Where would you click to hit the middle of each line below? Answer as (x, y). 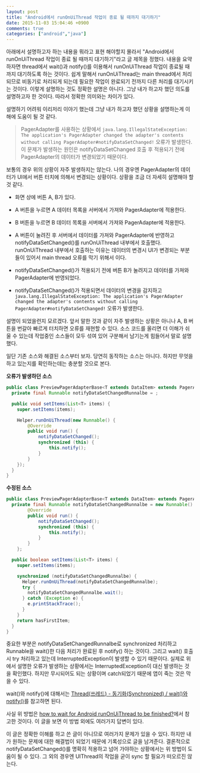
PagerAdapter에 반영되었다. (48, 278)
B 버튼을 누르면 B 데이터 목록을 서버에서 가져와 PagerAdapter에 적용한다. (100, 223)
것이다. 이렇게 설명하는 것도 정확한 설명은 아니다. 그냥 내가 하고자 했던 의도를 (101, 89)
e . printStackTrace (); (54, 604)
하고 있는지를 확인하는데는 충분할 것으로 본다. (59, 364)
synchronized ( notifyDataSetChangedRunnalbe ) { (77, 576)
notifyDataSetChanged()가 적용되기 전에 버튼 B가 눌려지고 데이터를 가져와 (102, 270)
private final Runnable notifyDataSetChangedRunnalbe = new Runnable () (102, 505)
